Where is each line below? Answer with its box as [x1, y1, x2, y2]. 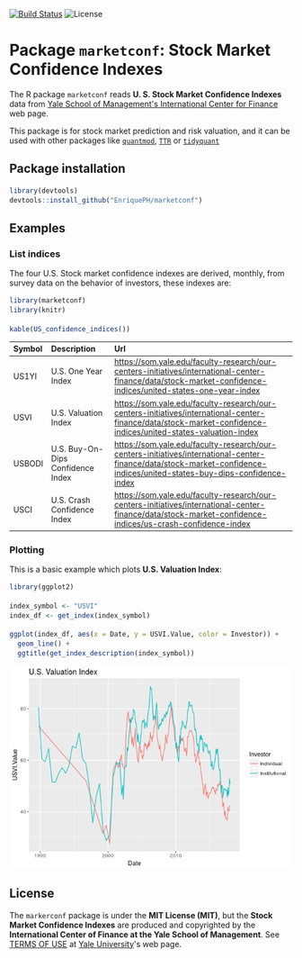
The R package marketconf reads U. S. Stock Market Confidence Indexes [9, 88, 282, 99]
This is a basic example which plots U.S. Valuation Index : [9, 564, 222, 574]
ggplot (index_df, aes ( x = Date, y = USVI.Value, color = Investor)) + [9, 630, 280, 639]
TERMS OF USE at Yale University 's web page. [9, 938, 182, 949]
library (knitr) [9, 306, 67, 315]
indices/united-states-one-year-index [113, 385, 261, 396]
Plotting [9, 543, 45, 556]
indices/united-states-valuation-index [113, 426, 259, 437]
